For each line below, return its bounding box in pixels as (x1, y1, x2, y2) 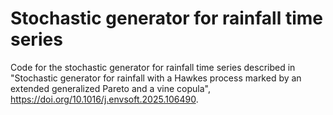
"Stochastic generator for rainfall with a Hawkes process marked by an (10, 72, 302, 84)
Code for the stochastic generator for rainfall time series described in (10, 61, 296, 73)
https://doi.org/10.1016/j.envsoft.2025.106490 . (10, 93, 199, 105)
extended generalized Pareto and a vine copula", (10, 82, 211, 94)
